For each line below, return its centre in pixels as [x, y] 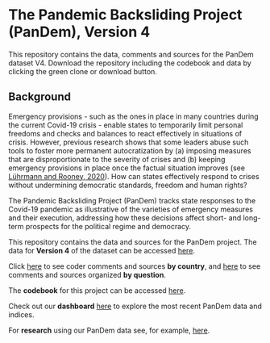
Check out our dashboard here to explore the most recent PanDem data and [135, 306]
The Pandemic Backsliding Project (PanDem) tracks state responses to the [132, 200]
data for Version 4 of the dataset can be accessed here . [102, 250]
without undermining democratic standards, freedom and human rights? [128, 185]
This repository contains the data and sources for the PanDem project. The [133, 242]
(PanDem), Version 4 [79, 32]
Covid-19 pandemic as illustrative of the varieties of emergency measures [131, 209]
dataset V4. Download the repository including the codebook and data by [130, 63]
